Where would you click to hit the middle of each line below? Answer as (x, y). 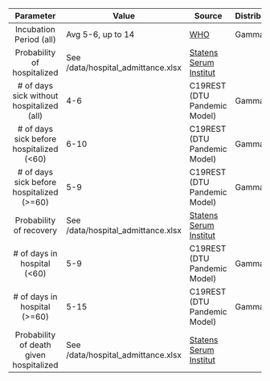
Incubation (35, 29)
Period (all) (35, 39)
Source (208, 16)
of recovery (35, 230)
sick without (35, 96)
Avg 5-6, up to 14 (100, 34)
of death (35, 345)
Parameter (35, 16)
